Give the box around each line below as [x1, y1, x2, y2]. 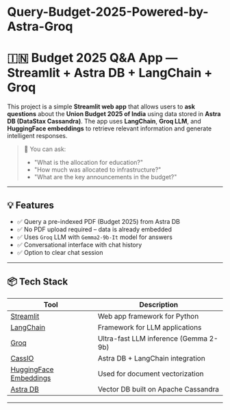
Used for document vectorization [97, 369, 204, 378]
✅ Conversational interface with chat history [16, 240, 142, 249]
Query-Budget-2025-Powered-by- [7, 4, 209, 20]
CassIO [10, 353, 34, 363]
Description [139, 299, 179, 309]
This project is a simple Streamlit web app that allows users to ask [7, 102, 195, 111]
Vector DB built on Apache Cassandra [97, 384, 219, 394]
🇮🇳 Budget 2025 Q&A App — [7, 50, 178, 66]
